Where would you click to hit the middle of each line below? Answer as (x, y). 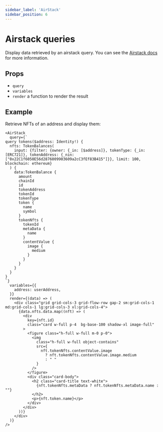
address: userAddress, (38, 290)
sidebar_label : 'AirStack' (33, 10)
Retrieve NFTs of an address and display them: (53, 124)
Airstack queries (40, 39)
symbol (30, 212)
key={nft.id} (41, 321)
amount (25, 177)
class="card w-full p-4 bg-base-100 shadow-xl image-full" (91, 325)
